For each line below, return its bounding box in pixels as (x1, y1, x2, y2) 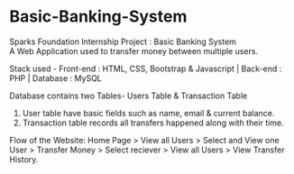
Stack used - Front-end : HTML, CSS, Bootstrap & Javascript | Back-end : (9, 63, 282, 74)
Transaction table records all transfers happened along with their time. (22, 117, 284, 128)
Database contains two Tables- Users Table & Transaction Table (9, 90, 248, 101)
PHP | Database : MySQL (9, 72, 102, 83)
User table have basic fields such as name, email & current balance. (22, 107, 275, 118)
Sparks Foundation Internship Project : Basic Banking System (9, 36, 237, 47)
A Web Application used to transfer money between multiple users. (9, 45, 259, 56)
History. (9, 153, 39, 164)
